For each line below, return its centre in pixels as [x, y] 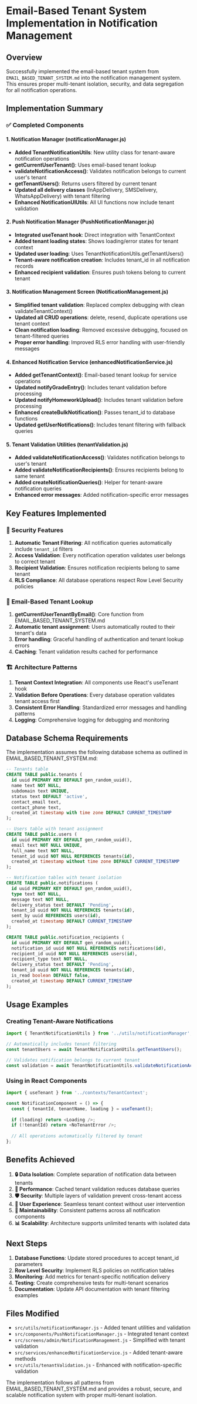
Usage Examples [37, 1005]
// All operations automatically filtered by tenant [77, 1136]
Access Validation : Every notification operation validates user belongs [100, 555]
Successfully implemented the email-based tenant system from [83, 71]
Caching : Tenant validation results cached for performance [86, 652]
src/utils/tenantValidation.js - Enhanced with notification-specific [98, 1365]
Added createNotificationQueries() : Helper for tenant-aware [89, 483]
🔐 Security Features [35, 530]
